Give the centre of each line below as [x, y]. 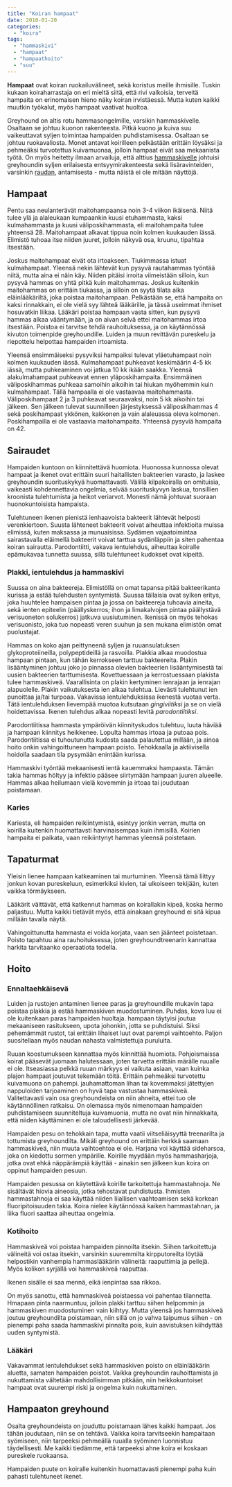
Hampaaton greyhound [58, 1409]
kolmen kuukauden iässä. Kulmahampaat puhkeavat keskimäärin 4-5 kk [109, 363]
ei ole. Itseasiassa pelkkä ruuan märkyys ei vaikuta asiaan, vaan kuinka [108, 1069]
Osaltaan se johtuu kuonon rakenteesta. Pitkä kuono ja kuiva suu [99, 128]
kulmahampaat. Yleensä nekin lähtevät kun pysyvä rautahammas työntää [111, 268]
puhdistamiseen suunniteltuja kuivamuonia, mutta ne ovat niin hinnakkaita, [113, 1113]
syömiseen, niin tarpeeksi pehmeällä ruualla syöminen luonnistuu [100, 1441]
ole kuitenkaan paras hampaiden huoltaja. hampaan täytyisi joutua [101, 1018]
